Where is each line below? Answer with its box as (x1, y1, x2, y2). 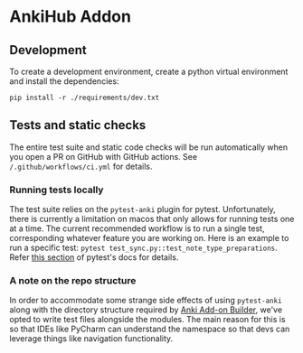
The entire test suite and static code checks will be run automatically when (9, 142, 288, 153)
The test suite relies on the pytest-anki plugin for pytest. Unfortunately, (9, 204, 276, 215)
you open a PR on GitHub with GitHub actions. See (9, 151, 197, 162)
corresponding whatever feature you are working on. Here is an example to (9, 233, 289, 244)
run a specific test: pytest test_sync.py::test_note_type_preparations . (9, 242, 278, 254)
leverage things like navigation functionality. (9, 333, 174, 344)
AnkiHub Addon (9, 6, 131, 27)
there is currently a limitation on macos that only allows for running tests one (9, 214, 295, 225)
